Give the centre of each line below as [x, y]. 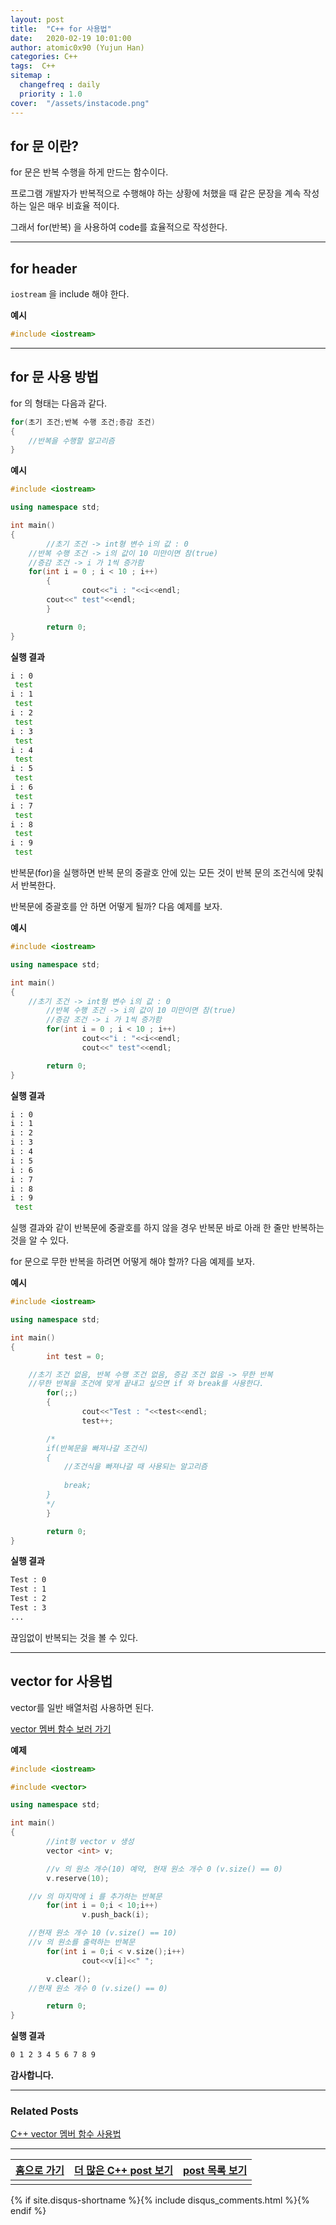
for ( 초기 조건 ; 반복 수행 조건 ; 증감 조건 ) [83, 422]
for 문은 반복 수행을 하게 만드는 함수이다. [89, 172]
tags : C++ [33, 66]
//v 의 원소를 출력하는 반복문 [82, 1942]
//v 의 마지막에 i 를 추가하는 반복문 [95, 1896]
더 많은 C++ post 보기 [123, 2171]
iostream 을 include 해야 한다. [70, 294]
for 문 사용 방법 [54, 377]
